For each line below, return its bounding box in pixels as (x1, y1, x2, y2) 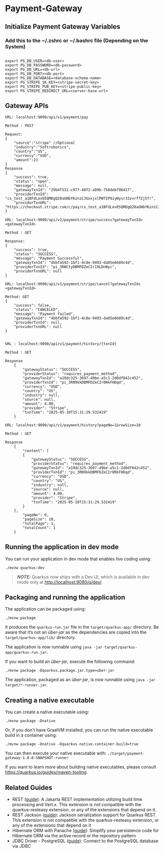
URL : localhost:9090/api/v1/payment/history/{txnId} (5, 341, 117, 346)
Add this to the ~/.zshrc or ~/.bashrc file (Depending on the (5, 37, 148, 44)
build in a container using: (5, 732, 57, 738)
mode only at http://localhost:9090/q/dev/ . (17, 579, 103, 585)
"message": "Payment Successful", (14, 256, 84, 261)
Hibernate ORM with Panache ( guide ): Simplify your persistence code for (12, 827, 159, 833)
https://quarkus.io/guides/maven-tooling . (5, 769, 88, 775)
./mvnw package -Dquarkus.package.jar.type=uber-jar (5, 668, 115, 673)
